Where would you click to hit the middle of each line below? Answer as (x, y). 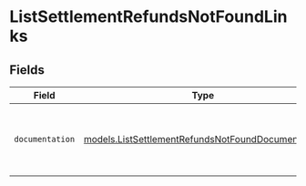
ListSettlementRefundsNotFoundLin (148, 17)
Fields (27, 70)
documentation (45, 139)
